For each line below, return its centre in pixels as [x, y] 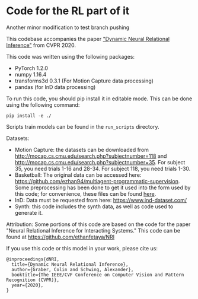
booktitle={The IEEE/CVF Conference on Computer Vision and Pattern [98, 275]
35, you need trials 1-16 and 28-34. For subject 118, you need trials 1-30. [103, 168]
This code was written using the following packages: [71, 56]
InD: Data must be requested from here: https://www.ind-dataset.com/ [100, 200]
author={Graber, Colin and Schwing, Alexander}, [73, 269]
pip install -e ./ [29, 116]
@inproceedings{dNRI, [33, 259]
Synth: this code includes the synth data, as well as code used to [94, 206]
